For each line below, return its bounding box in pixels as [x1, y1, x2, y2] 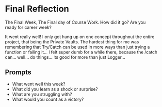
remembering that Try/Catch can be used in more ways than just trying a [5, 44, 150, 50]
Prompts [5, 68, 32, 77]
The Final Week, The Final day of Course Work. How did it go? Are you [5, 19, 146, 25]
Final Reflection [5, 3, 69, 14]
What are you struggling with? [12, 91, 72, 97]
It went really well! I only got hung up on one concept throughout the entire [5, 34, 155, 40]
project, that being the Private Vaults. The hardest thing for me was [5, 39, 139, 44]
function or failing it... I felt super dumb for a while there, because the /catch [5, 49, 158, 55]
